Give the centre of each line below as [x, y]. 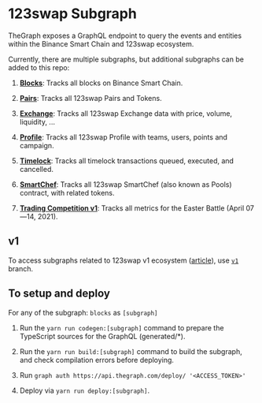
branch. [21, 268]
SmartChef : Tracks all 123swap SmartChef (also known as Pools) [125, 184]
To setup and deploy [59, 294]
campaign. [37, 145]
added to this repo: [39, 67]
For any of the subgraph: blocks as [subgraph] [83, 312]
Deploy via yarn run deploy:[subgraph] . [85, 390]
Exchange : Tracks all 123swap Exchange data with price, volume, [126, 113]
